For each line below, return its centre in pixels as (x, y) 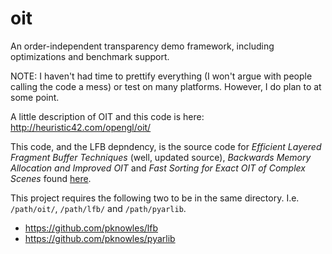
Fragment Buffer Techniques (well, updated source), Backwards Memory (161, 157)
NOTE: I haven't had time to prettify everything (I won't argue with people (161, 76)
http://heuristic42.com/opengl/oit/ (81, 127)
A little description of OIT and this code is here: (107, 116)
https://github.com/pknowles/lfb (91, 228)
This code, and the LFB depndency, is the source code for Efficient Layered (166, 146)
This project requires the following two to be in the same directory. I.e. (155, 198)
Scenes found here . (51, 178)
